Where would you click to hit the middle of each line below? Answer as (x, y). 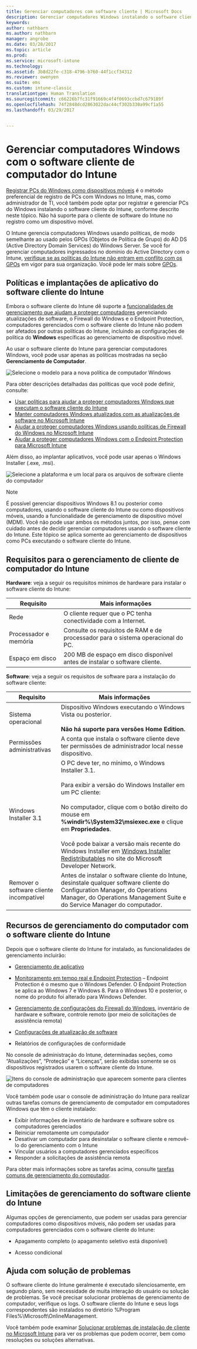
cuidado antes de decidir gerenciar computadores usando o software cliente (98, 528)
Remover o (24, 882)
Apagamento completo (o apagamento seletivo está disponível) (91, 1241)
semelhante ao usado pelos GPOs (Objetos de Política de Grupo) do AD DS (97, 239)
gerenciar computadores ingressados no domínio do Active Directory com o (98, 252)
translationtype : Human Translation (51, 93)
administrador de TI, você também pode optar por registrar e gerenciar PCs (97, 203)
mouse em (75, 814)
